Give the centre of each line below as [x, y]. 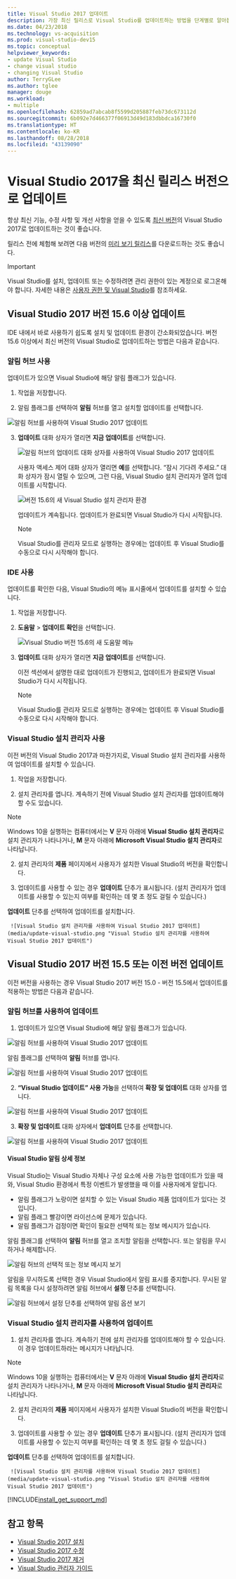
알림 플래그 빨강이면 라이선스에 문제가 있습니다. [82, 1217]
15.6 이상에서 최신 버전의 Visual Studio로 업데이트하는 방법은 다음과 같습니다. [113, 341]
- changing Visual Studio [45, 72]
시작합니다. [51, 485]
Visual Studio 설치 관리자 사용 [56, 739]
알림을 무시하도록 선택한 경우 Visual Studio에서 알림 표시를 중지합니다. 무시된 [113, 1279]
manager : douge [29, 92]
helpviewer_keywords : [39, 53]
